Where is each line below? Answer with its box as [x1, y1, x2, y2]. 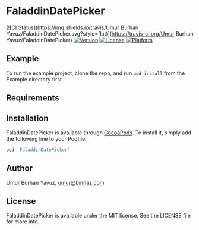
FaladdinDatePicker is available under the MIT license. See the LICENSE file [6, 212, 191, 219]
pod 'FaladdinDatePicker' [6, 147, 70, 153]
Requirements [6, 93, 59, 103]
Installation [6, 113, 49, 123]
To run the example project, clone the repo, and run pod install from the [6, 70, 185, 77]
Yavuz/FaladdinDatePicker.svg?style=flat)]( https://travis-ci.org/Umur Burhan [6, 30, 194, 37]
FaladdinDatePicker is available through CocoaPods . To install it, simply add [6, 129, 192, 136]
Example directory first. [6, 75, 64, 83]
